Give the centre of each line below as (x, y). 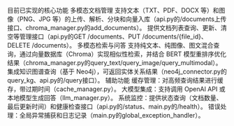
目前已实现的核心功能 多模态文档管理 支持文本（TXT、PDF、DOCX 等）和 (113, 10)
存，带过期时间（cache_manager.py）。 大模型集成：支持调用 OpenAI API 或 (116, 89)
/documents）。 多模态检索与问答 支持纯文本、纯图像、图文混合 (123, 45)
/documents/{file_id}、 (175, 36)
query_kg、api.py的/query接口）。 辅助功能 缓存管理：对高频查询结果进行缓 (115, 80)
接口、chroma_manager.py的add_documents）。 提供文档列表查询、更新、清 (117, 28)
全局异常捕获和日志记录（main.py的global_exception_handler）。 (112, 115)
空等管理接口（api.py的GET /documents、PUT (74, 36)
